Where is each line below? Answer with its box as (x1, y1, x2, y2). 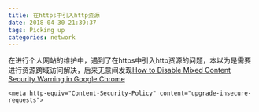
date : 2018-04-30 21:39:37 (8, 19, 97, 27)
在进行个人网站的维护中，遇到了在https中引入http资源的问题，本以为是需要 (8, 56, 252, 65)
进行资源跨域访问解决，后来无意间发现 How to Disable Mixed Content (8, 66, 231, 75)
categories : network (8, 33, 76, 42)
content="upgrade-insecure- (159, 89, 252, 98)
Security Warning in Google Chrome (8, 74, 126, 84)
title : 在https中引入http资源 (8, 11, 100, 20)
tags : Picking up (8, 26, 65, 34)
